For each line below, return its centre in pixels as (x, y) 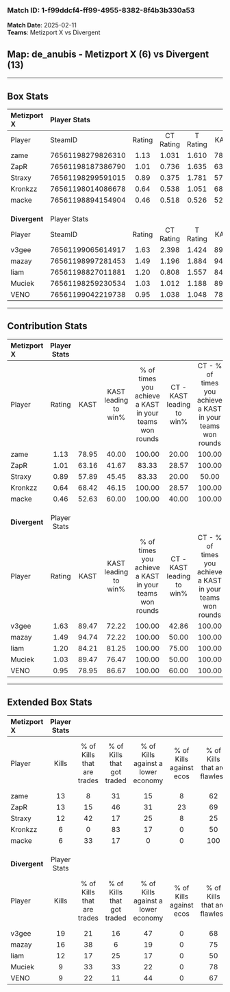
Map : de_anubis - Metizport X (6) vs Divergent (108, 54)
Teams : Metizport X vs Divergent (54, 32)
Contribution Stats (47, 326)
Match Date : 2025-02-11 (42, 25)
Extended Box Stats (50, 702)
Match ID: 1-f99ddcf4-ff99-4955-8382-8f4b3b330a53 (101, 10)
